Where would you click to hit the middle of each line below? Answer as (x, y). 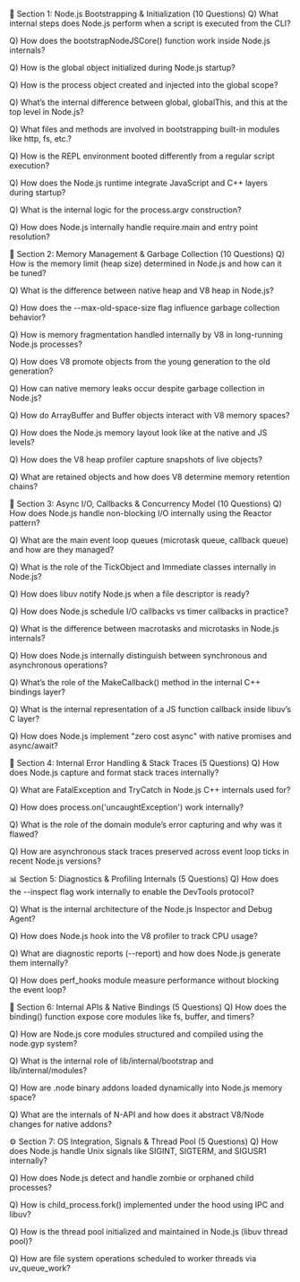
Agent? (22, 919)
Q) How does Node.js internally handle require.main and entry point (134, 227)
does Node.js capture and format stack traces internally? (114, 772)
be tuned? (28, 273)
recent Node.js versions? (55, 861)
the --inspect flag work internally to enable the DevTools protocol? (132, 892)
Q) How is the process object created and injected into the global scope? (144, 85)
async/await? (34, 745)
